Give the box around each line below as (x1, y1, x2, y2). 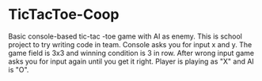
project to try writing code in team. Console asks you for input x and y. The (8, 39, 253, 49)
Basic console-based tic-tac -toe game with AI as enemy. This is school (8, 31, 243, 41)
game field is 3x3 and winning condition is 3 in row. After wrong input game (8, 48, 255, 57)
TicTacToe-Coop (8, 6, 120, 24)
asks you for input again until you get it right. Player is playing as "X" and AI (8, 57, 255, 66)
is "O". (8, 64, 29, 74)
